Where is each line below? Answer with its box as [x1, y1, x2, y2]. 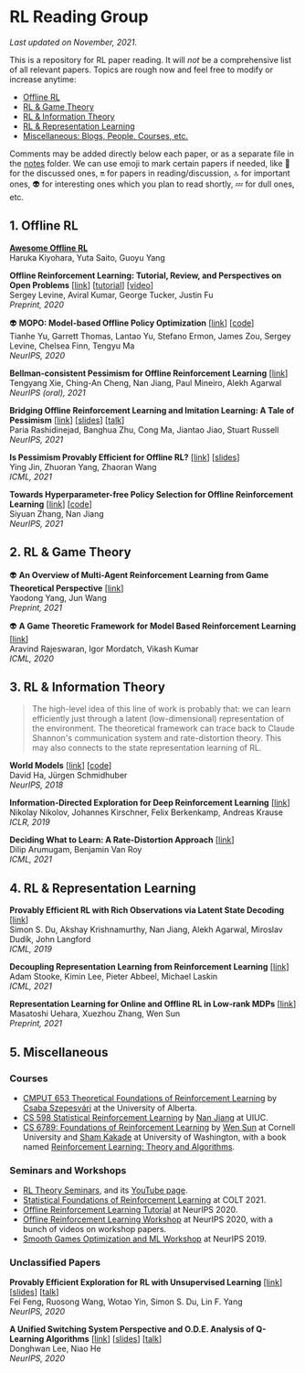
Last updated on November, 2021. [9, 37, 138, 48]
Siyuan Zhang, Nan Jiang [9, 508, 105, 519]
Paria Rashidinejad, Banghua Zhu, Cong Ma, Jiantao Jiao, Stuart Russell [9, 424, 279, 435]
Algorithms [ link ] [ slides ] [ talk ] [45, 1334, 163, 1345]
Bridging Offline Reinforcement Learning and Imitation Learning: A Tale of [9, 404, 295, 415]
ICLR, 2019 [9, 817, 50, 828]
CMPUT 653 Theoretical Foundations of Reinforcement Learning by [22, 1092, 277, 1103]
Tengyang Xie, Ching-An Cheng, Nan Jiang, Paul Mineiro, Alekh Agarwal [9, 377, 282, 388]
